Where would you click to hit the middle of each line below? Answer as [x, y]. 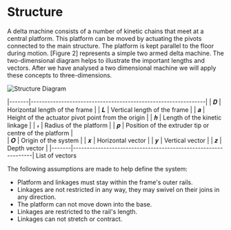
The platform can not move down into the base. [84, 204]
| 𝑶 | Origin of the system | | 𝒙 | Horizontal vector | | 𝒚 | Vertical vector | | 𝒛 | [114, 140]
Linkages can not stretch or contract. [70, 219]
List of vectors [56, 155]
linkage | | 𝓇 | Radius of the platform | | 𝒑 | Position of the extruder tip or [108, 125]
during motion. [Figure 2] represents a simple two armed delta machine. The [115, 53]
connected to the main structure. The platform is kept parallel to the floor [111, 46]
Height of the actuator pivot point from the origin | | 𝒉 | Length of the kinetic [114, 117]
